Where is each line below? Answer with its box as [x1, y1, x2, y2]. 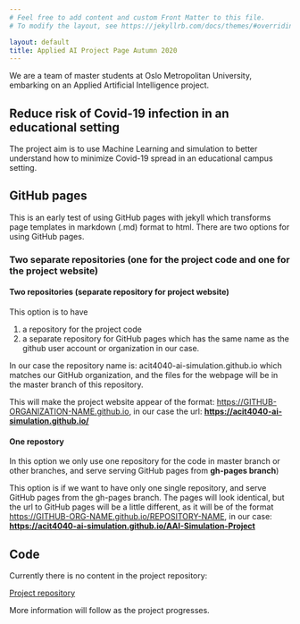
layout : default [9, 38, 70, 46]
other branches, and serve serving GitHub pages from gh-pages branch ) [9, 466, 279, 476]
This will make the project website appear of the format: [9, 397, 215, 407]
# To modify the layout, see [9, 21, 118, 30]
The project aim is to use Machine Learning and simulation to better [9, 144, 258, 155]
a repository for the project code [21, 324, 143, 334]
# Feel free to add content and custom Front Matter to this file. [9, 13, 266, 22]
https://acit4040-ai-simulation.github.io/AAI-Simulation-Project [9, 520, 256, 532]
